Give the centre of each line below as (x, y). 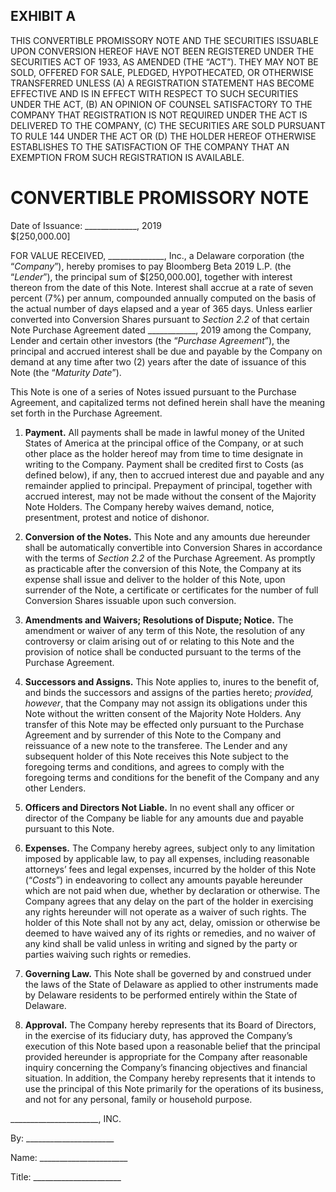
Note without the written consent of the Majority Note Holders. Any (163, 713)
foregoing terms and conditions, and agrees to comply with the (154, 766)
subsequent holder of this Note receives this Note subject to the (156, 756)
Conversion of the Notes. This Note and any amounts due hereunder (167, 536)
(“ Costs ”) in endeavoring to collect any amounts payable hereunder (163, 880)
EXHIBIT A (43, 16)
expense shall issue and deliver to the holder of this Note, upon (155, 579)
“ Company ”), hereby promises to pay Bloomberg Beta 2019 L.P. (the (151, 266)
